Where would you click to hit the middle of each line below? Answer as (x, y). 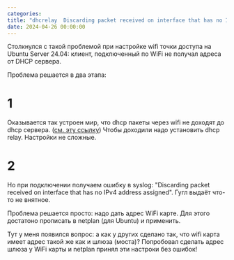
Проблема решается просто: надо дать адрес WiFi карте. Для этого (109, 213)
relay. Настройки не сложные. (52, 138)
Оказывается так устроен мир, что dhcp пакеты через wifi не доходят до (116, 122)
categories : (24, 14)
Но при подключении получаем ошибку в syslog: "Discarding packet (109, 185)
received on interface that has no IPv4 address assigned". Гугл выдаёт (109, 192)
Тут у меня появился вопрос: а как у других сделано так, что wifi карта (114, 234)
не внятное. (33, 200)
